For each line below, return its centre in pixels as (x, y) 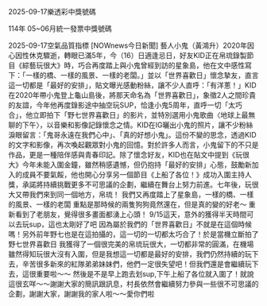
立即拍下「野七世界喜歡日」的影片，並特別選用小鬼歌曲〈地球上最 (140, 115)
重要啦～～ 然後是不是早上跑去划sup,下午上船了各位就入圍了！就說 (145, 274)
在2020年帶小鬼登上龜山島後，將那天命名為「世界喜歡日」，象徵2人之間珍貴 (132, 95)
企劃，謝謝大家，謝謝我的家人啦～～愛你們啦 (81, 294)
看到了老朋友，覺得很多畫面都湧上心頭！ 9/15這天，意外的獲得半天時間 (131, 214)
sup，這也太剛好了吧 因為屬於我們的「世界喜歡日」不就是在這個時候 (141, 224)
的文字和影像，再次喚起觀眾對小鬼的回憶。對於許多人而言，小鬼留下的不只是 (133, 145)
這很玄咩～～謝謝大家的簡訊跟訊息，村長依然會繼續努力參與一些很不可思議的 (133, 284)
